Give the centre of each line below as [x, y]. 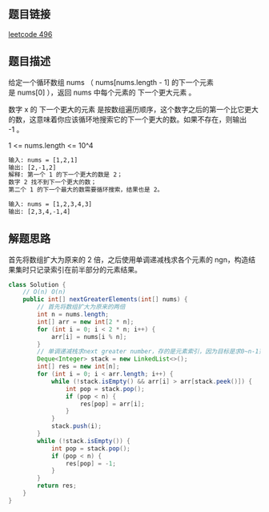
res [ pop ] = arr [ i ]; [112, 404]
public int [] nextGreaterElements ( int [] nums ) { [105, 300]
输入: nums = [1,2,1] [43, 160]
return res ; [57, 486]
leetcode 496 [30, 34]
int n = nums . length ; [73, 315]
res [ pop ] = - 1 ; [90, 463]
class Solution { [37, 284]
